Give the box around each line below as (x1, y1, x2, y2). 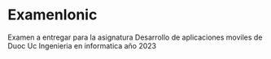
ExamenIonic (7, 6, 98, 24)
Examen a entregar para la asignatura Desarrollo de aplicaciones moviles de (7, 32, 263, 42)
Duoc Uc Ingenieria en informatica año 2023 (7, 40, 157, 50)
